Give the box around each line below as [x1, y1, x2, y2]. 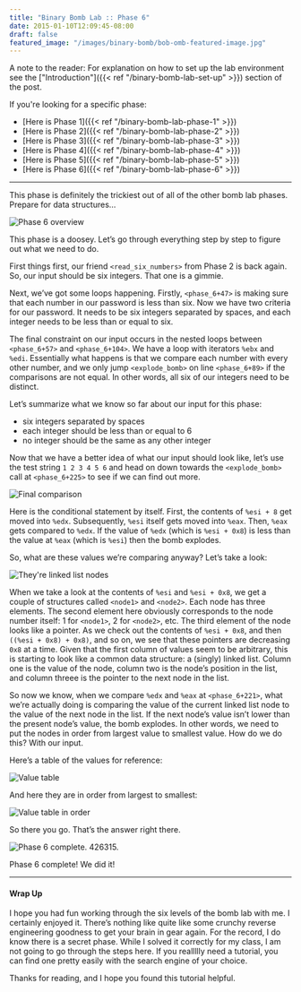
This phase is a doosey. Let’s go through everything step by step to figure [9, 234, 281, 245]
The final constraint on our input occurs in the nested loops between [9, 333, 262, 345]
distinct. [9, 382, 39, 392]
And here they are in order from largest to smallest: [9, 789, 198, 800]
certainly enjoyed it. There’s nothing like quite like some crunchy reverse [9, 918, 276, 928]
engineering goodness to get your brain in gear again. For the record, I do [9, 927, 281, 937]
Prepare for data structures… [9, 199, 116, 211]
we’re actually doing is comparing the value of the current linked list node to [9, 700, 290, 711]
